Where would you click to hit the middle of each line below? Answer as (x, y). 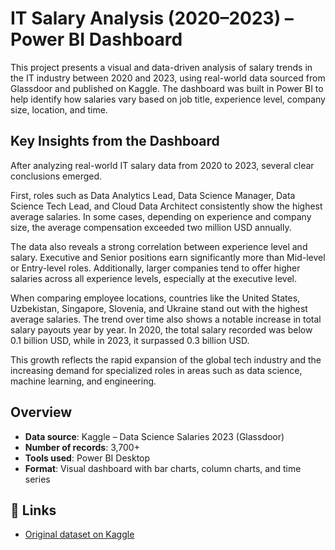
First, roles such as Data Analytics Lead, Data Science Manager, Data (153, 195)
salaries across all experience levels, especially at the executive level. (153, 278)
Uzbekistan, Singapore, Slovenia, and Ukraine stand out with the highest (159, 308)
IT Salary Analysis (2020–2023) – (152, 18)
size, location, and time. (59, 109)
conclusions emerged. (56, 176)
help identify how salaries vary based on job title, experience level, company (168, 99)
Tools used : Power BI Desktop (87, 458)
